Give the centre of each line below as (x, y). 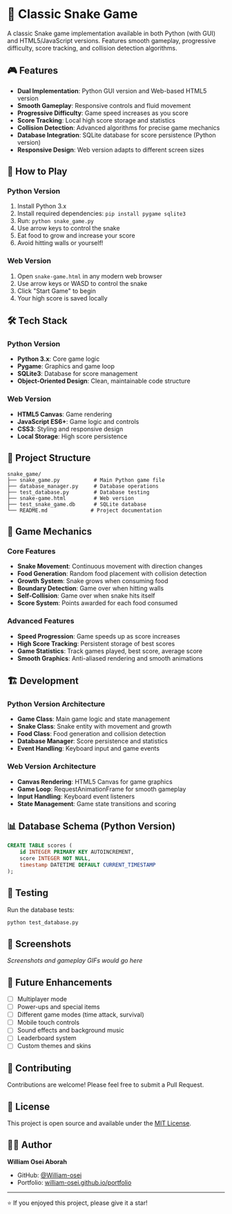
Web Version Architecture (52, 767)
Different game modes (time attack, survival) (80, 1015)
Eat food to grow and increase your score (76, 235)
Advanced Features (41, 621)
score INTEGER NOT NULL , (55, 859)
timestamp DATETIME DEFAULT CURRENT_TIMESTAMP (88, 865)
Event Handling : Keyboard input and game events (88, 749)
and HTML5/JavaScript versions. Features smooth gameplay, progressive (112, 40)
